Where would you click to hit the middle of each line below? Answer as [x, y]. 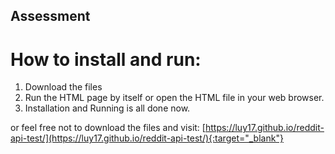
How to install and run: [106, 59]
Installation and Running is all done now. [107, 108]
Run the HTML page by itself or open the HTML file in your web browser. [174, 98]
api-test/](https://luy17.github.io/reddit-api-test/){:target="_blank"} [147, 138]
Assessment [50, 16]
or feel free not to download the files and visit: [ [108, 128]
